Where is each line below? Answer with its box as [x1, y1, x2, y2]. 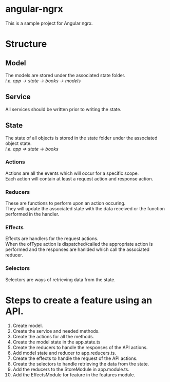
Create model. [12, 322, 43, 329]
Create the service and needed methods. [12, 328, 100, 334]
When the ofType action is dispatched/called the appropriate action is [5, 241, 153, 247]
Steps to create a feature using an [5, 294, 153, 306]
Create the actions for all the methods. [12, 333, 95, 339]
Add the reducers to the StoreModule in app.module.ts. [12, 366, 130, 372]
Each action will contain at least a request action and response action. [5, 175, 153, 181]
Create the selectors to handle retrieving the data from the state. [12, 360, 149, 367]
